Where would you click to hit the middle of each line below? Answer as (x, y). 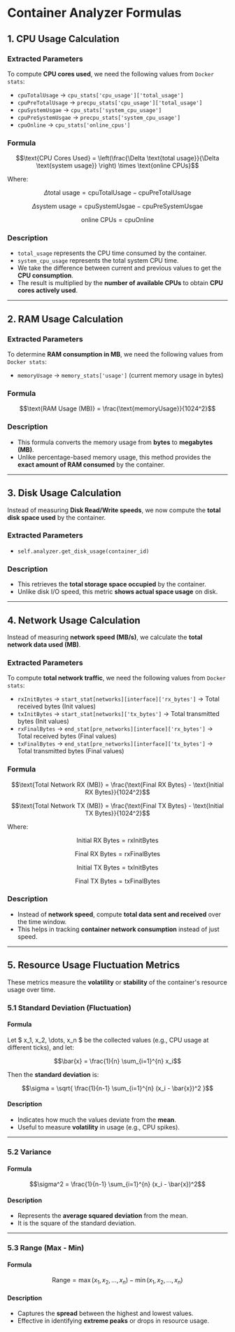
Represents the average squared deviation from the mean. (102, 1216)
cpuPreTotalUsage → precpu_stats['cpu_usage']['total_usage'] (110, 102)
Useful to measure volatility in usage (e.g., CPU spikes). (99, 1127)
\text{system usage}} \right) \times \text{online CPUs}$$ (117, 165)
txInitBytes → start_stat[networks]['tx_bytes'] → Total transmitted (119, 714)
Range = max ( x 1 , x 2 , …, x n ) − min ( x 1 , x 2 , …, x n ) (117, 1281)
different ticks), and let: (41, 1047)
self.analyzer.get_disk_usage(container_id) (83, 551)
